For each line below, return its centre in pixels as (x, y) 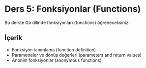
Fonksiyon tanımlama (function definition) (54, 49)
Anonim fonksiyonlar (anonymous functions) (57, 60)
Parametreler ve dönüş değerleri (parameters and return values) (77, 55)
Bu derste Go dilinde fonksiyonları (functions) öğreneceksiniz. (67, 23)
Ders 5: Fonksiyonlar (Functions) (73, 9)
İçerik (14, 38)
